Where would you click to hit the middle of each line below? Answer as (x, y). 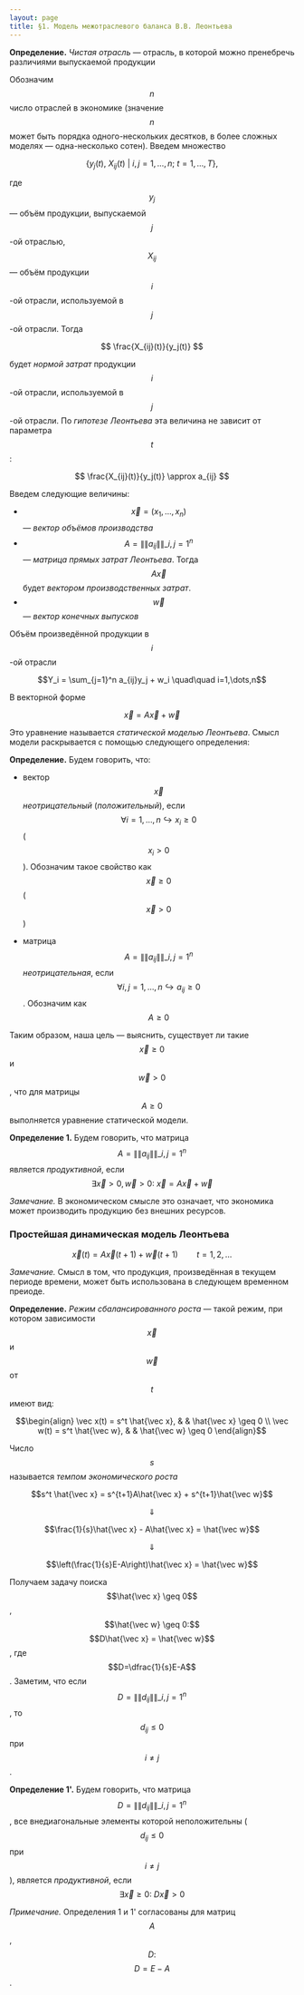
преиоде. (27, 1291)
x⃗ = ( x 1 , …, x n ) (159, 512)
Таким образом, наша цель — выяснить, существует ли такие (129, 1035)
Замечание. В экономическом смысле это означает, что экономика (142, 1202)
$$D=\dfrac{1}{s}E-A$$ (152, 1667)
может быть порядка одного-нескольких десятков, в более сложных (143, 136)
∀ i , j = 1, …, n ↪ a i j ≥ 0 (159, 988)
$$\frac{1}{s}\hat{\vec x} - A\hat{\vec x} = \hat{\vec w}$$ (152, 1529)
